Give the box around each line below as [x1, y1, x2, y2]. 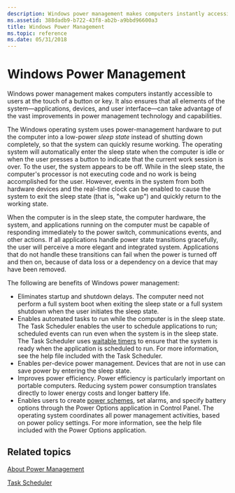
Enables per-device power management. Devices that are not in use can [17, 359, 226, 368]
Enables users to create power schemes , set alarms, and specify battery [17, 396, 227, 405]
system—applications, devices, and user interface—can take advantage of [7, 104, 222, 113]
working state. [7, 200, 49, 208]
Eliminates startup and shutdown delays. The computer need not [17, 292, 204, 301]
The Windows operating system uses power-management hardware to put [7, 125, 222, 134]
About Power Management [7, 464, 85, 473]
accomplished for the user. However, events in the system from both [7, 178, 204, 186]
